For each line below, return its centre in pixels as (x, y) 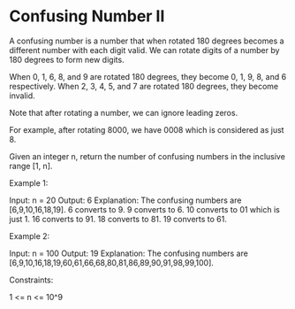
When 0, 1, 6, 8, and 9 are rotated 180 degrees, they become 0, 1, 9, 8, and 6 (148, 76)
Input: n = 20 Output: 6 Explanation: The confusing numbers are (125, 200)
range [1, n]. (31, 166)
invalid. (22, 96)
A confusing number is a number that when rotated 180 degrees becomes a (147, 41)
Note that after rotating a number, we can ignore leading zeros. (124, 112)
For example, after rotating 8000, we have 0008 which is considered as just (147, 129)
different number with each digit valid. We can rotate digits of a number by (144, 50)
